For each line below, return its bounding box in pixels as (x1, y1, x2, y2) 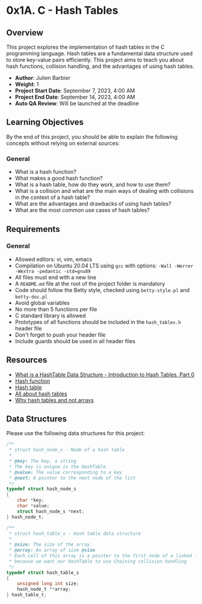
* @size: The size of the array (8, 541, 90, 548)
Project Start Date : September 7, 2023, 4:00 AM (14, 87, 135, 94)
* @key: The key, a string (8, 458, 77, 465)
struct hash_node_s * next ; (17, 508, 85, 514)
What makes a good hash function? (14, 175, 103, 182)
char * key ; (17, 497, 44, 504)
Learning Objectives (6, 117, 84, 127)
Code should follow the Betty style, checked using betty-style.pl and (14, 286, 190, 293)
